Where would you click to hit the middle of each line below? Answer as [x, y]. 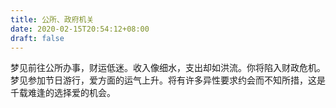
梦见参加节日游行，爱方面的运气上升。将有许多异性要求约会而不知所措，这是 [168, 80]
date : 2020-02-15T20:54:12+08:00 [80, 29]
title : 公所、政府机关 [52, 19]
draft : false [37, 38]
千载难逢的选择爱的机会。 [63, 93]
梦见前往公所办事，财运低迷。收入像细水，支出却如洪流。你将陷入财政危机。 [168, 68]
